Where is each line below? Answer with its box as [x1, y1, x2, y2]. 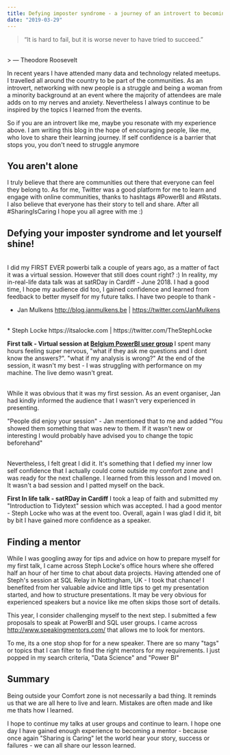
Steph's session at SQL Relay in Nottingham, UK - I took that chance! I [7, 576, 205, 584]
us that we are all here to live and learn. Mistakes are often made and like [7, 699, 213, 707]
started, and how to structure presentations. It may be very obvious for [7, 590, 207, 599]
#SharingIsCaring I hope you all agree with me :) [7, 207, 144, 216]
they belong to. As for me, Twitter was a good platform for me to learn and [7, 185, 217, 194]
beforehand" [7, 439, 43, 447]
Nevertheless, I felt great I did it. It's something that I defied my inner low [7, 459, 212, 468]
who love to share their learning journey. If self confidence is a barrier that [7, 133, 217, 141]
